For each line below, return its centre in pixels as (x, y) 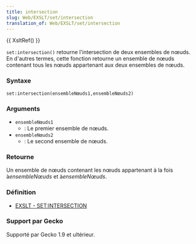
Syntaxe (19, 81)
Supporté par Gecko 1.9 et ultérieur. (51, 234)
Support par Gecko (35, 221)
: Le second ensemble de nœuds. (66, 141)
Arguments (23, 109)
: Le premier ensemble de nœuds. (66, 128)
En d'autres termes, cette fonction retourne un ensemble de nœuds (90, 59)
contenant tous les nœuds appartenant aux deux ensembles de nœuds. (96, 65)
